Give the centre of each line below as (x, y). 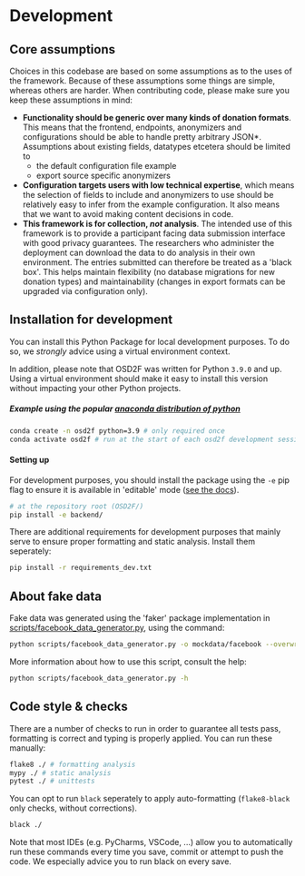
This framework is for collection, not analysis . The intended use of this (157, 224)
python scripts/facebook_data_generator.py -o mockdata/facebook (135, 645)
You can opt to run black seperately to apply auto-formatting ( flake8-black (150, 799)
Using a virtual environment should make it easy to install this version (139, 379)
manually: (28, 748)
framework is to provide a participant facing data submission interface (154, 233)
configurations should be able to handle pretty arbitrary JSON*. (142, 137)
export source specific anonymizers (103, 175)
